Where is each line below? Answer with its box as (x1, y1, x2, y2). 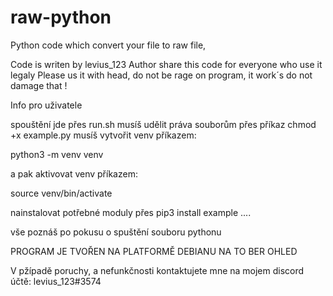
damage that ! (10, 79, 68, 91)
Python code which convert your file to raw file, (10, 39, 207, 51)
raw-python (10, 6, 112, 29)
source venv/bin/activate (10, 187, 113, 199)
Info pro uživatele (10, 99, 83, 111)
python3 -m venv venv (10, 148, 104, 160)
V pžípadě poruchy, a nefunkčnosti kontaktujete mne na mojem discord (10, 264, 305, 276)
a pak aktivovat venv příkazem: (10, 167, 138, 180)
